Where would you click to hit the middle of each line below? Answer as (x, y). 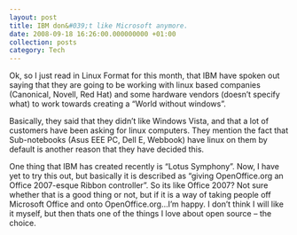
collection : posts (43, 42)
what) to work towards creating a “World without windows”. (117, 104)
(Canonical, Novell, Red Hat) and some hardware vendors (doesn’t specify (145, 95)
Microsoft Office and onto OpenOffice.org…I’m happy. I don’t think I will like (146, 204)
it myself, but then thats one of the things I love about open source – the (141, 214)
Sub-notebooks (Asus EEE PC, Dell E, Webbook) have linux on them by (138, 140)
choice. (23, 223)
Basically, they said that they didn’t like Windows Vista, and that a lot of (139, 121)
